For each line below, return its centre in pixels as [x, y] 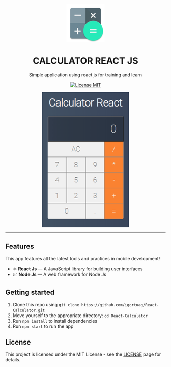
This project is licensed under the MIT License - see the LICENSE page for [83, 354]
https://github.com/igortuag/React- [120, 305]
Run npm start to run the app [43, 326]
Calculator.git [29, 310]
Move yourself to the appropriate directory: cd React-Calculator [80, 315]
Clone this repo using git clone [46, 304]
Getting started [30, 292]
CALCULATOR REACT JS [85, 61]
